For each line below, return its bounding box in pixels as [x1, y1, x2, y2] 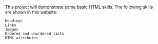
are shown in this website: [5, 9, 58, 15]
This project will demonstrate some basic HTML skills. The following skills [5, 4, 153, 10]
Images [5, 27, 19, 32]
